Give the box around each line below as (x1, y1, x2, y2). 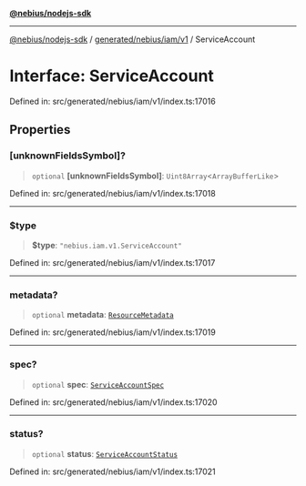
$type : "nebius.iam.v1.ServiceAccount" (31, 239, 182, 250)
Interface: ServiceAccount (9, 66, 214, 86)
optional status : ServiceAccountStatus (31, 448, 178, 459)
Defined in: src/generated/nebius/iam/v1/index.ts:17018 (9, 187, 216, 198)
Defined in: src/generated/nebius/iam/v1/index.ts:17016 (9, 96, 216, 106)
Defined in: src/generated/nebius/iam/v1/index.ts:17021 (9, 466, 216, 477)
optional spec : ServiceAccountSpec (31, 379, 165, 390)
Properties (9, 122, 71, 137)
